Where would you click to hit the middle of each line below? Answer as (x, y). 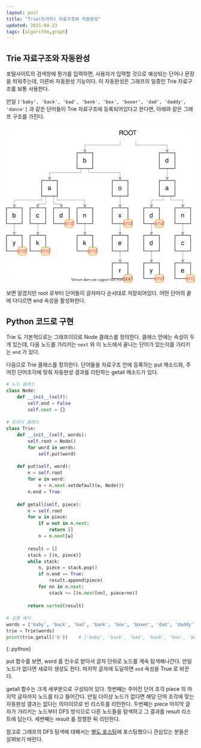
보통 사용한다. (33, 89)
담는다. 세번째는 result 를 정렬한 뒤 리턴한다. (69, 719)
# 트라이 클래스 (23, 422)
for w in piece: (48, 517)
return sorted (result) (56, 606)
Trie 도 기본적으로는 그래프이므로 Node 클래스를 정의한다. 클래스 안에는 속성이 (97, 337)
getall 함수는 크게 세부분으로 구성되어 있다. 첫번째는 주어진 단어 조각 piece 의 (96, 689)
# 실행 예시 (19, 618)
